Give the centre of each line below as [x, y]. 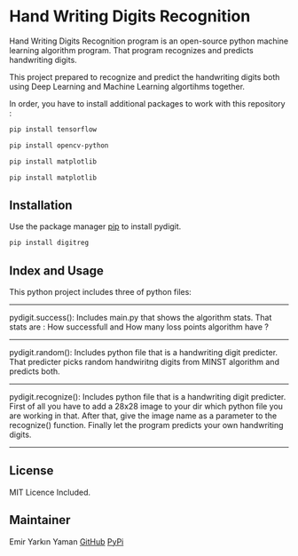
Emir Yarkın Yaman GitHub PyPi [67, 541]
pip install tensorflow [53, 129]
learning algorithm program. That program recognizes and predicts [132, 50]
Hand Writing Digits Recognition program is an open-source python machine [149, 41]
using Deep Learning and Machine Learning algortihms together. [127, 86]
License [31, 471]
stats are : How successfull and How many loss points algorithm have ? [139, 327]
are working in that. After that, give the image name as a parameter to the [143, 416]
